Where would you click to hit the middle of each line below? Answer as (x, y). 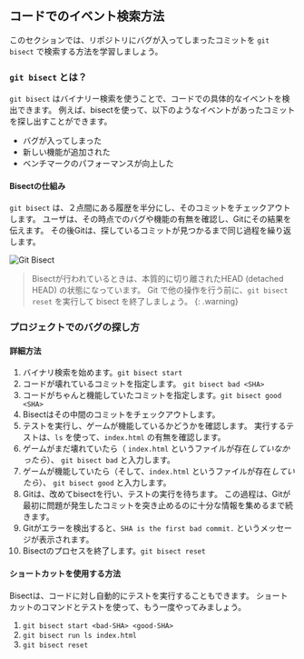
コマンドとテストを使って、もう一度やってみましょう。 (143, 606)
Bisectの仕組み (38, 185)
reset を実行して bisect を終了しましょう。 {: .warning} (135, 302)
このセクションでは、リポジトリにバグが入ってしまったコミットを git (140, 40)
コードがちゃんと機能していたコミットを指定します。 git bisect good (152, 395)
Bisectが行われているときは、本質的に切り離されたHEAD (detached (157, 279)
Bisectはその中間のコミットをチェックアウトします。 (121, 414)
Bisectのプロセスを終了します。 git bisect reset (114, 551)
